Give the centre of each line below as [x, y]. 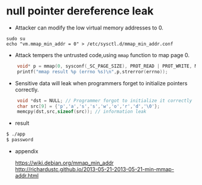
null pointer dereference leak [80, 11]
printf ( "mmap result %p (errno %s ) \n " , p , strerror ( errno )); [93, 71]
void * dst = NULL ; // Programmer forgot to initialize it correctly [105, 100]
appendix [26, 151]
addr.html [27, 176]
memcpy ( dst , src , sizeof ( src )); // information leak [82, 112]
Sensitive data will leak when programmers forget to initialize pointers [101, 83]
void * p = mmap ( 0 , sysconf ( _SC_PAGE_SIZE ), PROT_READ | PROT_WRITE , [105, 66]
